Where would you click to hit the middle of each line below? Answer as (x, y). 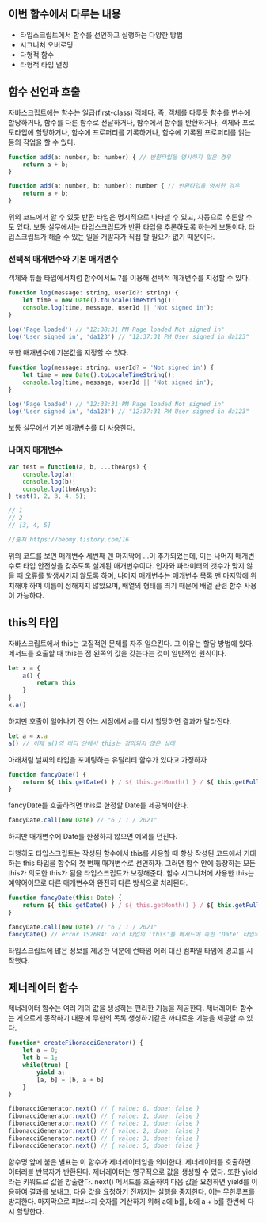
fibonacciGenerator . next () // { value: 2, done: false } (104, 1130)
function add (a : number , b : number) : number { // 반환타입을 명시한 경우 (124, 186)
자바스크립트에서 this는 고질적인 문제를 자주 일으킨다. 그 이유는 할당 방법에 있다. (131, 643)
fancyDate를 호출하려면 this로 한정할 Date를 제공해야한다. (99, 805)
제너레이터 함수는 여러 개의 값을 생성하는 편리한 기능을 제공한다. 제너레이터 (123, 1008)
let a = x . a (28, 736)
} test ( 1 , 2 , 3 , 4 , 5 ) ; (47, 496)
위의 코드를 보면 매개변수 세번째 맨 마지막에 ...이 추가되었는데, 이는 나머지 (121, 556)
